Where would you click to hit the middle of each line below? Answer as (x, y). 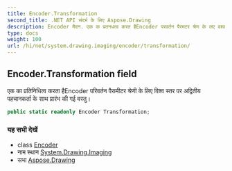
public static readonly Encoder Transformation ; (79, 112)
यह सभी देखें (23, 129)
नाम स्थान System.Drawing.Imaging (64, 152)
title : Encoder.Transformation (52, 14)
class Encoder (37, 145)
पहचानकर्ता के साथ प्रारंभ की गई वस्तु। (49, 99)
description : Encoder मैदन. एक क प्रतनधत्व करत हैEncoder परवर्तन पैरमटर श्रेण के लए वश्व (116, 26)
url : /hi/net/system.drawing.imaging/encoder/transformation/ (99, 46)
